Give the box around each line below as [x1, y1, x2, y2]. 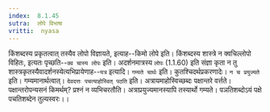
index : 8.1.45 [8, 11, 60, 20]
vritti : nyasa [8, 27, 60, 35]
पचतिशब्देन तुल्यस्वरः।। [8, 94, 70, 104]
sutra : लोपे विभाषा [8, 19, 63, 27]
